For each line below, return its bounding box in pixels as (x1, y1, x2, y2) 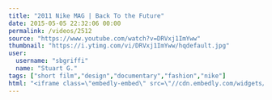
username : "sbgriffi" (15, 57, 89, 65)
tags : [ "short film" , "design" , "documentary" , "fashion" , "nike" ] (8, 72, 227, 80)
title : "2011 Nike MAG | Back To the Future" (8, 11, 164, 20)
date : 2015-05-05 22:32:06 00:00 (8, 19, 121, 27)
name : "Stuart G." (15, 65, 79, 73)
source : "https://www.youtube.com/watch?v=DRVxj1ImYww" (8, 34, 201, 43)
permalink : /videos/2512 (8, 27, 92, 35)
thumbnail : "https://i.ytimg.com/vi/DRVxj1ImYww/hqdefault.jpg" (8, 42, 230, 50)
